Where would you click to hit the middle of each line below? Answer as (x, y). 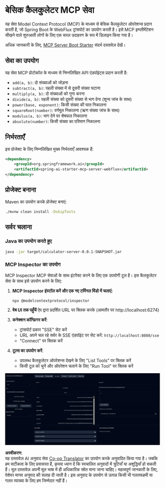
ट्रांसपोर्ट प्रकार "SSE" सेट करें (43, 330)
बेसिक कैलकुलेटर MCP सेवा (50, 10)
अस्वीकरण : (14, 453)
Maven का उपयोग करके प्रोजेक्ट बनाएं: (36, 202)
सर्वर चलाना (18, 227)
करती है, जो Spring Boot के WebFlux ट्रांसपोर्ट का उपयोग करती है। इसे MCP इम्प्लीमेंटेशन (79, 30)
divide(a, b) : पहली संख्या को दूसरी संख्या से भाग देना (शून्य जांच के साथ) (72, 99)
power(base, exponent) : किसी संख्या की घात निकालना (59, 105)
